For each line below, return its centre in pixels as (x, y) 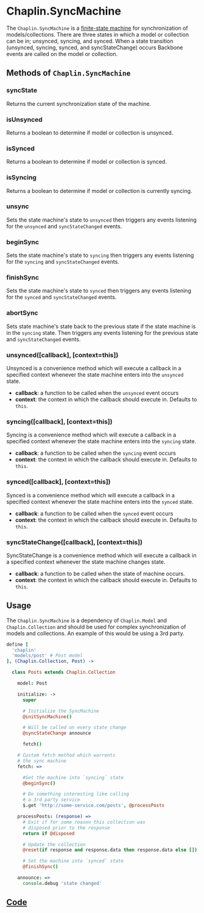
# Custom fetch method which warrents (66, 755)
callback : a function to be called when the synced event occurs (94, 513)
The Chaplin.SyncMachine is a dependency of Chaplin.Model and (87, 620)
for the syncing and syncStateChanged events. (63, 262)
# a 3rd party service (51, 800)
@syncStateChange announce (57, 733)
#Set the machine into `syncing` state (73, 777)
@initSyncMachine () (47, 716)
